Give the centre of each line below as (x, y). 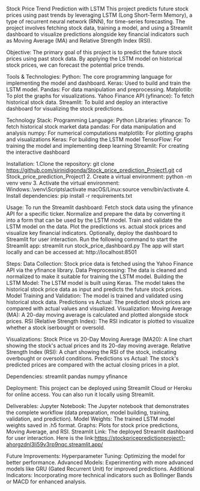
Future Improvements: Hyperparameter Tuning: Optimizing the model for (96, 456)
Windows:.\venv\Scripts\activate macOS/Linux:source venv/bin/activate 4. (98, 189)
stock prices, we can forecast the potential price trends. (75, 65)
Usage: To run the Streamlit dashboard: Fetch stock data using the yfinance (100, 207)
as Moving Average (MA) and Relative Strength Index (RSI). (79, 41)
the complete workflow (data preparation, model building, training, (88, 412)
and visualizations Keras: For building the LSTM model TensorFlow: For (94, 139)
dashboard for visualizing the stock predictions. (65, 108)
